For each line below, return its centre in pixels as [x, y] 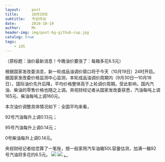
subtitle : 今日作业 [26, 19]
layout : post [23, 10]
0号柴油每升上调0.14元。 [30, 138]
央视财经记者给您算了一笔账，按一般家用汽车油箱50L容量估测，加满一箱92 [81, 148]
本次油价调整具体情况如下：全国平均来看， [48, 106]
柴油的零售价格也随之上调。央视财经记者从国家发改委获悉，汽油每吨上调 [87, 90]
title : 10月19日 [27, 14]
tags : [11, 42]
